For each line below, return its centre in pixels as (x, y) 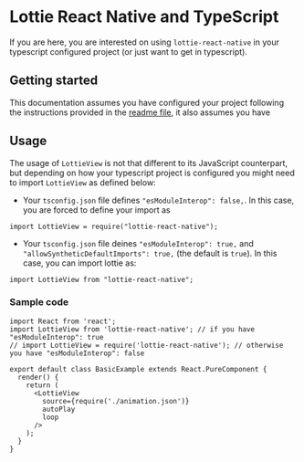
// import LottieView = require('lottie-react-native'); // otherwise (147, 345)
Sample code (39, 302)
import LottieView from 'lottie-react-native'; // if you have (132, 329)
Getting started (54, 81)
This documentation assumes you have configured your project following (147, 102)
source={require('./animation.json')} (116, 401)
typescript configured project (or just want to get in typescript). (129, 51)
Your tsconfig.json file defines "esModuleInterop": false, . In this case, (158, 200)
